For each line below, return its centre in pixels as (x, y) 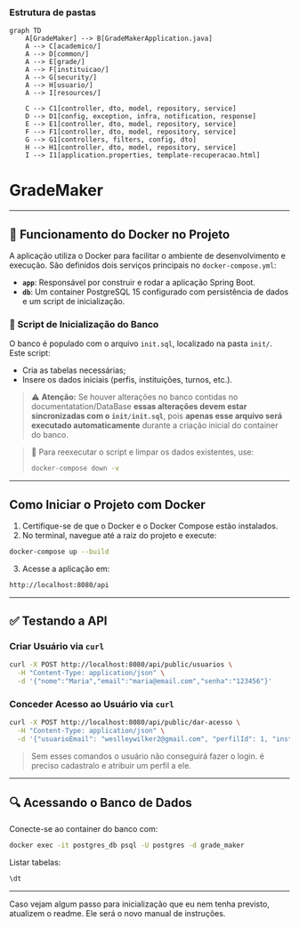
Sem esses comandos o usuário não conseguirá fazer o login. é (148, 756)
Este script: (30, 353)
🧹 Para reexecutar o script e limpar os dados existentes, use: (142, 452)
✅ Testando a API (58, 621)
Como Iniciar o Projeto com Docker (108, 504)
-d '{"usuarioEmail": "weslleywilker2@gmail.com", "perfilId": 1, (143, 739)
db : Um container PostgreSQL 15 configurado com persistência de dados (155, 292)
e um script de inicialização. (73, 302)
